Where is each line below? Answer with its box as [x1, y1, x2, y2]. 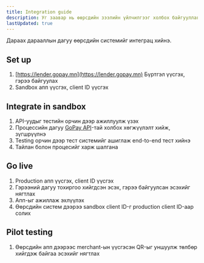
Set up [6, 54, 32, 65]
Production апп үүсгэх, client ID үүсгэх [15, 177, 114, 184]
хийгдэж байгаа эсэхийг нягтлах [15, 250, 100, 257]
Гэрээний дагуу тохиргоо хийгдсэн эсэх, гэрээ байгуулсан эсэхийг [15, 183, 191, 191]
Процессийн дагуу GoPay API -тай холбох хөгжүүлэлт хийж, [15, 124, 171, 131]
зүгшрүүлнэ [15, 130, 46, 138]
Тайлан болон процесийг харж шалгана [15, 144, 118, 150]
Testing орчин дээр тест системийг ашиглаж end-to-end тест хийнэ [15, 137, 191, 144]
